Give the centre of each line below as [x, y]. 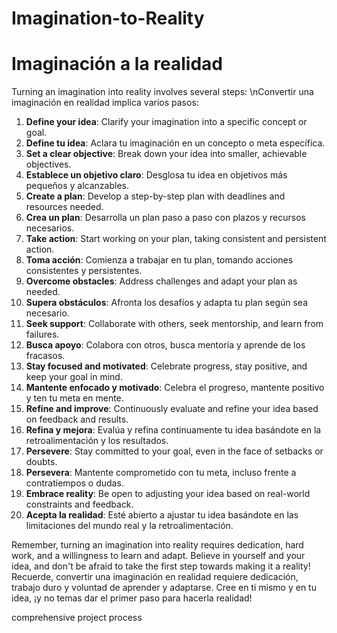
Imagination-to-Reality [108, 18]
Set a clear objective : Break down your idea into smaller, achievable [166, 154]
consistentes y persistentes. [84, 271]
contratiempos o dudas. [74, 483]
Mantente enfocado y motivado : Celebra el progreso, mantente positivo [175, 388]
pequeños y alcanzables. [77, 186]
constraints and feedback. [79, 504]
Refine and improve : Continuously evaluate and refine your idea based [172, 409]
